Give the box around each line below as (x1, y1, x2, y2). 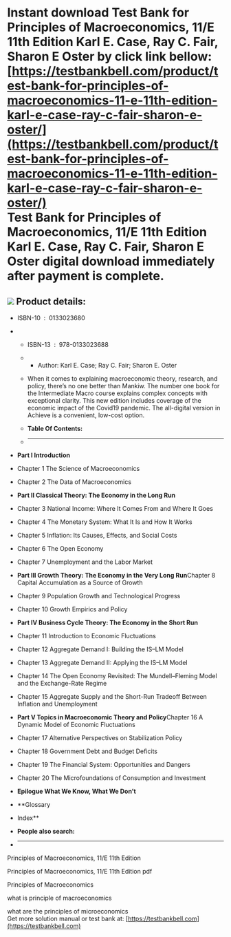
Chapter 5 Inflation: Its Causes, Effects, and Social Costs (16, 531, 177, 539)
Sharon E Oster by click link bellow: (7, 49, 212, 65)
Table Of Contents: (27, 425, 83, 432)
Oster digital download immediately (7, 253, 215, 269)
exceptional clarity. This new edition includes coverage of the (27, 397, 201, 404)
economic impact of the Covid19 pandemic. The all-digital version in (27, 404, 221, 412)
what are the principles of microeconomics (7, 907, 129, 915)
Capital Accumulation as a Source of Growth (16, 578, 143, 587)
